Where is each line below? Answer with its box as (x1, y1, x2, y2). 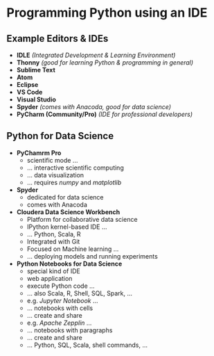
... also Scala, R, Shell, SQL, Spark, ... (26, 289, 133, 297)
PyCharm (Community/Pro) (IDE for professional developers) (16, 110, 193, 118)
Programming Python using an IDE (6, 5, 208, 21)
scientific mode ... (26, 156, 78, 164)
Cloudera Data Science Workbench (16, 207, 121, 216)
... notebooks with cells (26, 304, 93, 312)
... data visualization (26, 170, 84, 179)
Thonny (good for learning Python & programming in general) (16, 58, 194, 67)
